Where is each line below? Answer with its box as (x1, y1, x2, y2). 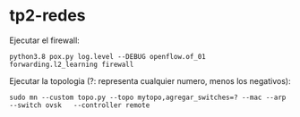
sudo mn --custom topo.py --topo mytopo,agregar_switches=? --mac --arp (9, 93, 287, 102)
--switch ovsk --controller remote (9, 100, 150, 110)
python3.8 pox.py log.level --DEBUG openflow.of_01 (9, 52, 206, 61)
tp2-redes (9, 5, 87, 26)
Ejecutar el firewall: (9, 35, 81, 46)
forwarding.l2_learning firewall (9, 60, 134, 69)
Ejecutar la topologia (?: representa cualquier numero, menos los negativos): (9, 75, 291, 86)
